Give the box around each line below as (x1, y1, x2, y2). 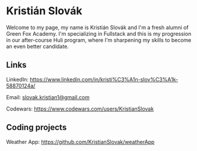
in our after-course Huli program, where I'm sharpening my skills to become (6, 36, 192, 43)
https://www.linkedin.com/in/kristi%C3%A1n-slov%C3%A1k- (29, 75, 179, 83)
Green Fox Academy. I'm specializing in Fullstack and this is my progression (6, 30, 192, 37)
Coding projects (6, 122, 67, 133)
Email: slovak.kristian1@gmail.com (6, 93, 90, 100)
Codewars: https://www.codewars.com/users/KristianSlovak (6, 105, 154, 112)
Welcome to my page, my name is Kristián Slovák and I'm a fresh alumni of (6, 24, 189, 31)
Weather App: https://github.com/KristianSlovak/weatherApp (6, 138, 155, 145)
